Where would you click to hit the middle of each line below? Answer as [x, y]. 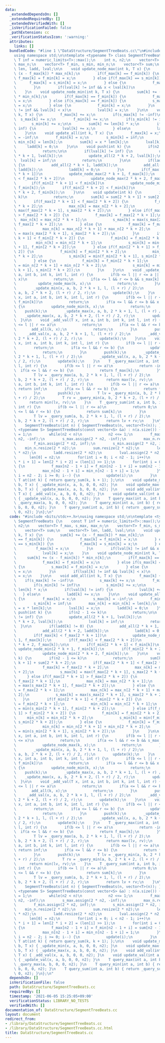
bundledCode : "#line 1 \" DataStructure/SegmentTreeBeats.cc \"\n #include [85, 51]
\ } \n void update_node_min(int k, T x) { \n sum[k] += [85, 92]
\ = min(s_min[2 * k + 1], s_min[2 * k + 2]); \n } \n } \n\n [87, 732]
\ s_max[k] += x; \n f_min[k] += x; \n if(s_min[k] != [85, 119]
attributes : [22, 42]
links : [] [24, 46]
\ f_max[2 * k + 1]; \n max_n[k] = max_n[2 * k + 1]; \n [83, 681]
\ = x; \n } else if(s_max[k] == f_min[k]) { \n [70, 101]
